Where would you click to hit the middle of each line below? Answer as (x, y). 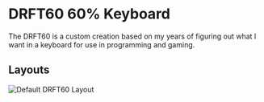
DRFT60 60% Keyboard (90, 14)
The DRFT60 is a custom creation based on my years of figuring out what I (132, 36)
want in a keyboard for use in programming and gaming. (102, 44)
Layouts (29, 70)
